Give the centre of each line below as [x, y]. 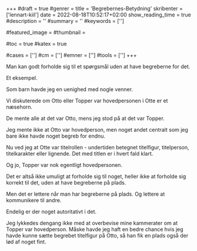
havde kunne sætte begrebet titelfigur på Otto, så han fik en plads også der [97, 235]
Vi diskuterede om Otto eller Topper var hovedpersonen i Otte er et [87, 101]
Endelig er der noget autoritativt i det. [51, 212]
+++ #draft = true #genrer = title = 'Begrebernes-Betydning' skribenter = [95, 9]
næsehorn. [19, 107]
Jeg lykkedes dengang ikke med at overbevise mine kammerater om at [92, 223]
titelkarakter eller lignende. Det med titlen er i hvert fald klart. [80, 153]
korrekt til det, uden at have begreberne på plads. [66, 183]
